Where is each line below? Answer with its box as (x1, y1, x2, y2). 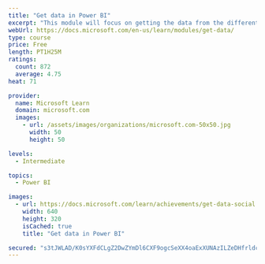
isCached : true (22, 222, 73, 230)
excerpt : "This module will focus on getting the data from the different (8, 19, 259, 27)
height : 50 (28, 136, 65, 143)
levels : (8, 150, 34, 158)
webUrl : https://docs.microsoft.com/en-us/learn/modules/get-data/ (8, 26, 235, 34)
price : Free (8, 41, 47, 49)
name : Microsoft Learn (15, 99, 90, 107)
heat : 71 (8, 77, 37, 85)
